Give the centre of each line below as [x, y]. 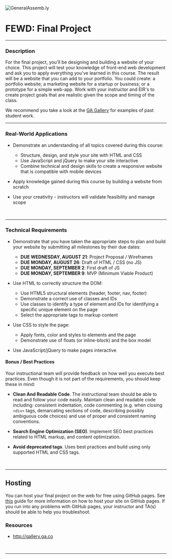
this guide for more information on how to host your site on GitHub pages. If [85, 501]
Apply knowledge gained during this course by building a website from [87, 181]
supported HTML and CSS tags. [46, 452]
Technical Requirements [36, 230]
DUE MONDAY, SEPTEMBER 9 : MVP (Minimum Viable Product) [87, 273]
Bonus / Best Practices [30, 362]
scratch [21, 187]
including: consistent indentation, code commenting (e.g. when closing [88, 405]
